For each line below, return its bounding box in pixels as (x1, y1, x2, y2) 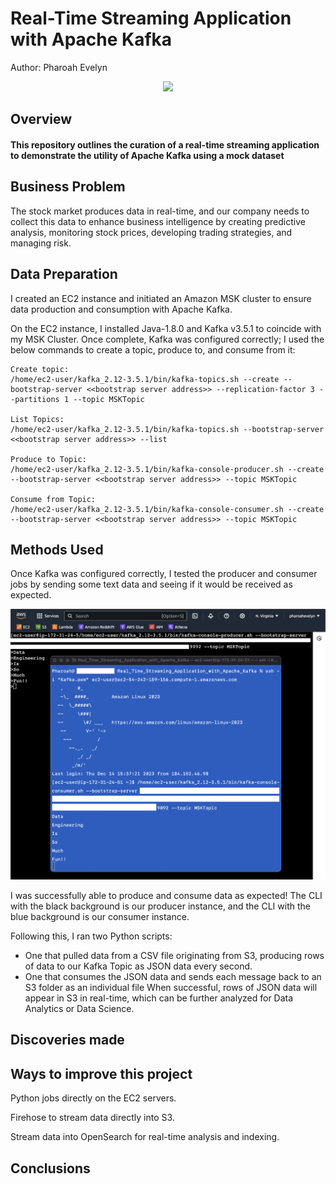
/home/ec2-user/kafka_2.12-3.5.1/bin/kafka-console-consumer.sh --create (10, 504, 325, 514)
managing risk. (10, 237, 72, 249)
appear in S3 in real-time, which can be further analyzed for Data (24, 992, 294, 1004)
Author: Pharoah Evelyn (10, 61, 108, 73)
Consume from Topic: (10, 494, 97, 504)
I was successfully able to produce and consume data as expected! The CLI (10, 889, 323, 901)
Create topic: (10, 364, 70, 374)
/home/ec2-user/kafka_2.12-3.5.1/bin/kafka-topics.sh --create (10, 374, 280, 384)
